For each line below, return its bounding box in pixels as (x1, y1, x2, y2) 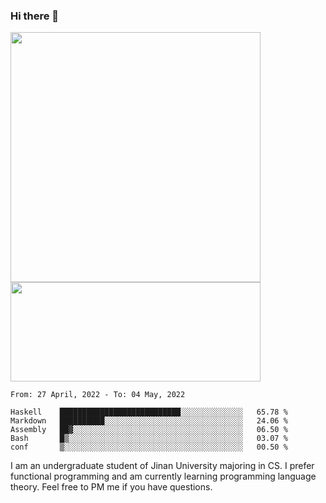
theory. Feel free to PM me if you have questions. (10, 481, 213, 493)
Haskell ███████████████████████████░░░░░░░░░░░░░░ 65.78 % (10, 407, 288, 418)
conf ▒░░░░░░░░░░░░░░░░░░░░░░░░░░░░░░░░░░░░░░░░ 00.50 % (10, 442, 288, 453)
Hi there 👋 (10, 9, 60, 23)
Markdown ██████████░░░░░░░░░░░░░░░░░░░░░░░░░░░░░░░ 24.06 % (10, 416, 288, 426)
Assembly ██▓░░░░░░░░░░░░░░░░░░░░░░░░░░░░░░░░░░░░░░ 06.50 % (10, 425, 288, 435)
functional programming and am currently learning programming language (10, 470, 317, 483)
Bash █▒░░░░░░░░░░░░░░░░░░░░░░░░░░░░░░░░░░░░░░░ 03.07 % (10, 434, 288, 444)
